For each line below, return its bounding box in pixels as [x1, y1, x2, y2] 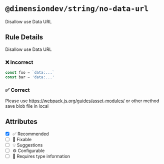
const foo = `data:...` [5, 70, 55, 75]
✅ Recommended [12, 131, 49, 137]
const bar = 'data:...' [5, 74, 55, 80]
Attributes [5, 118, 37, 126]
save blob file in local [5, 103, 49, 109]
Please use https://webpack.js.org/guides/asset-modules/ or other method [5, 98, 159, 104]
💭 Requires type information [12, 154, 70, 160]
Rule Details [5, 33, 43, 41]
